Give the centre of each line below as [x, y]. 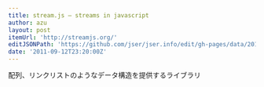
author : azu [27, 23]
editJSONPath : [31, 45]
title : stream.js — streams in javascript [79, 15]
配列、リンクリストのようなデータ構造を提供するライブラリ [104, 75]
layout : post [29, 30]
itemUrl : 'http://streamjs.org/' [63, 37]
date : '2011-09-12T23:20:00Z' [58, 52]
